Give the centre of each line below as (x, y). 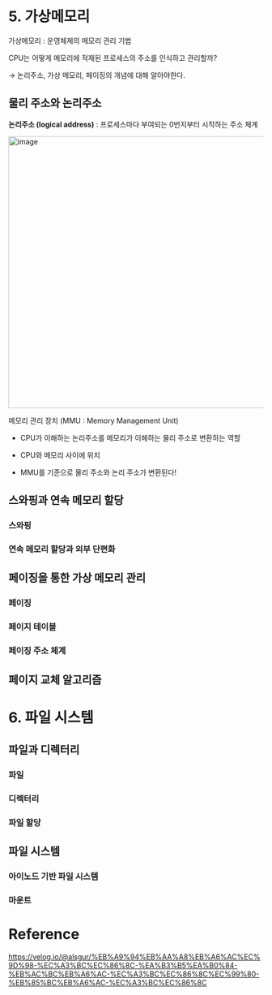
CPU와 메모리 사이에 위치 (60, 454)
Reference (44, 935)
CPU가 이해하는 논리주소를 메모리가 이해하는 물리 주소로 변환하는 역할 (130, 437)
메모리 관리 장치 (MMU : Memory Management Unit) (93, 420)
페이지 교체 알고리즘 (55, 680)
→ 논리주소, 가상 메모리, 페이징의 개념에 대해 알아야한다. (97, 75)
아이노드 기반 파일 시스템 (53, 877)
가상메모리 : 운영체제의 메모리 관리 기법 (70, 41)
